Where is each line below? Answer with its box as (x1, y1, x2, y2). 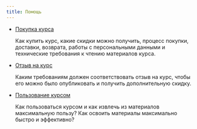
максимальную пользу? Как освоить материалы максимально (15, 109, 178, 116)
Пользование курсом (15, 91, 71, 98)
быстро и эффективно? (15, 116, 74, 123)
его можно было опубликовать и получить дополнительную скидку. (15, 80, 192, 87)
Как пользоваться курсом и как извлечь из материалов (15, 103, 160, 110)
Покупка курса (15, 25, 54, 33)
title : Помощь (6, 8, 42, 15)
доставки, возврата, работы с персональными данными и (15, 43, 166, 51)
